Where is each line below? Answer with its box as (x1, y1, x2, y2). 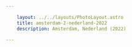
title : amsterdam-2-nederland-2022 (16, 20, 108, 26)
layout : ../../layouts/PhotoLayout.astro (16, 14, 123, 20)
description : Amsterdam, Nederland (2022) (16, 26, 127, 32)
